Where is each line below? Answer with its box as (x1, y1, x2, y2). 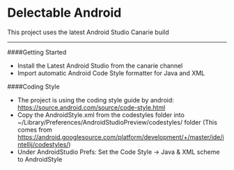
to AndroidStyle (17, 155, 63, 163)
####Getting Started (7, 47, 67, 56)
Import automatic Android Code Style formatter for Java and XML (17, 68, 205, 77)
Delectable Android (7, 5, 122, 21)
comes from (17, 125, 52, 134)
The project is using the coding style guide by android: (17, 95, 174, 104)
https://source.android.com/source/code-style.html (17, 103, 166, 111)
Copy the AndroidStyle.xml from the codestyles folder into (17, 110, 185, 119)
